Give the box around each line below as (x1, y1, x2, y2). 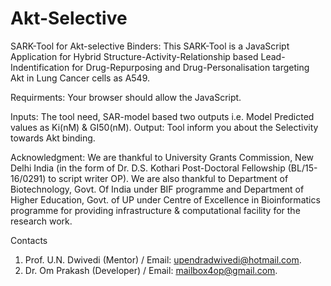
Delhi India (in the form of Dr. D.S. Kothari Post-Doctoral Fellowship (10, 162, 286, 174)
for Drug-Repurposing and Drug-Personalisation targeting (71, 61, 310, 73)
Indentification (10, 61, 70, 73)
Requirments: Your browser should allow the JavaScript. (10, 91, 242, 103)
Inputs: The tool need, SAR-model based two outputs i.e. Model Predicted (10, 110, 315, 122)
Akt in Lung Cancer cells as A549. (10, 72, 151, 84)
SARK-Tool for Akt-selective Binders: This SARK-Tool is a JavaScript (10, 40, 290, 52)
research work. (10, 215, 73, 227)
